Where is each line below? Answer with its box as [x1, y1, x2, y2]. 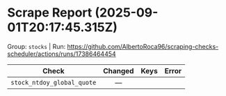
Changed [103, 66, 134, 75]
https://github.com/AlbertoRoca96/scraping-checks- [67, 42, 219, 50]
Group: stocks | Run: [7, 42, 66, 50]
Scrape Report [7, 5, 92, 21]
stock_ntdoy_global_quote [10, 78, 97, 86]
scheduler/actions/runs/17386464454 [7, 50, 116, 58]
